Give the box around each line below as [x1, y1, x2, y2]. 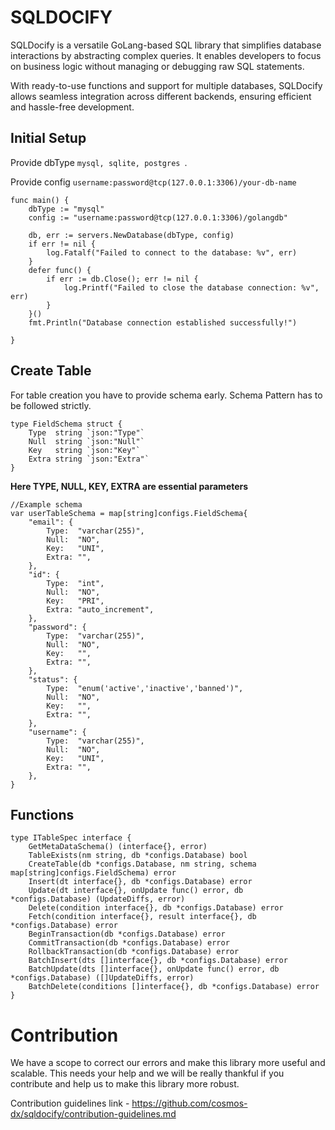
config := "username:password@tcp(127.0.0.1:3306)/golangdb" [28, 212, 288, 223]
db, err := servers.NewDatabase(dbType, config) [28, 230, 235, 240]
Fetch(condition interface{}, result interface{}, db [28, 912, 257, 922]
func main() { [10, 195, 70, 205]
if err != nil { [28, 239, 97, 249]
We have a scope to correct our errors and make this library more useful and [10, 1057, 326, 1069]
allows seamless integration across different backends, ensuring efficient [10, 90, 312, 102]
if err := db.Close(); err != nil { [46, 274, 199, 284]
